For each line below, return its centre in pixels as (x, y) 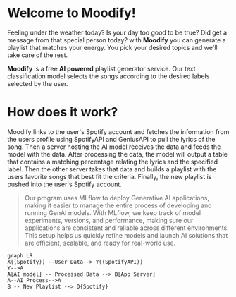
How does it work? (63, 113)
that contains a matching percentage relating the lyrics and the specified (113, 162)
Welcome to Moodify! (72, 13)
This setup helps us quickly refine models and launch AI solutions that (126, 235)
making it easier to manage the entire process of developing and (118, 205)
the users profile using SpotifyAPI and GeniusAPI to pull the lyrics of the (111, 139)
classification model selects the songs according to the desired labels (108, 76)
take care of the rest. (38, 55)
